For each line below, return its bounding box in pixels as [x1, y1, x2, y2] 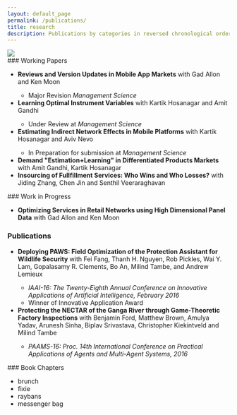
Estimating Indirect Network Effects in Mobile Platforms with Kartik [17, 128, 217, 136]
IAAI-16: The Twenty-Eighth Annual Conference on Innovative [28, 283, 208, 291]
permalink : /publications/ [7, 17, 87, 24]
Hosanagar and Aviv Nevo [17, 135, 94, 143]
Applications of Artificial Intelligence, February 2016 [28, 291, 180, 299]
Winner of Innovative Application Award [28, 298, 143, 307]
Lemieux [17, 270, 43, 278]
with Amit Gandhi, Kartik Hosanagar [17, 164, 122, 172]
